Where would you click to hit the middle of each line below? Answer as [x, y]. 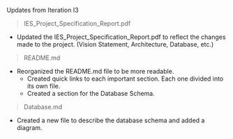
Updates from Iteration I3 [43, 10]
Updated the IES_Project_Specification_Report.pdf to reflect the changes [121, 37]
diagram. [29, 128]
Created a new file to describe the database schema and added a [111, 120]
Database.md [43, 107]
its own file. [44, 86]
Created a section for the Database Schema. [91, 93]
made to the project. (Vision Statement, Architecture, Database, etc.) [115, 44]
